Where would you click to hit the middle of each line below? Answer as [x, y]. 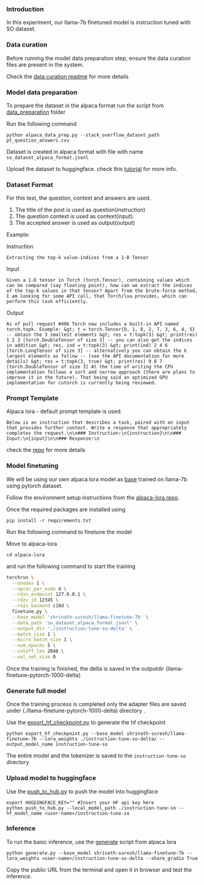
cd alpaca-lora [26, 555]
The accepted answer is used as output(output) [75, 223]
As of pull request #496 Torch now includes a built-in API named [93, 324]
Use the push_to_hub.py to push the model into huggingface [82, 791]
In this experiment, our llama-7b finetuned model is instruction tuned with [99, 23]
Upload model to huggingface [51, 778]
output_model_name [30, 745]
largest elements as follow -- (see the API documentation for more [95, 356]
